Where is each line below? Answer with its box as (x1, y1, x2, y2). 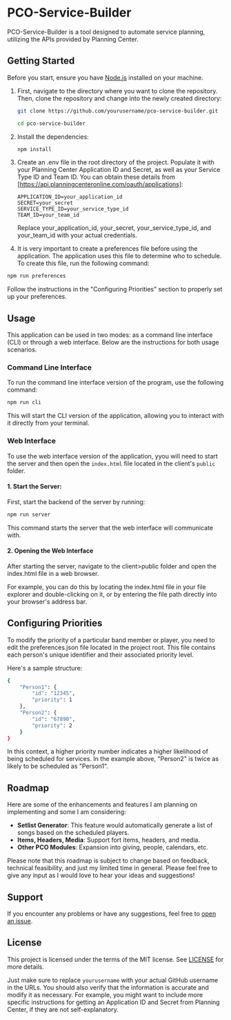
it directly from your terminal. (7, 419, 90, 427)
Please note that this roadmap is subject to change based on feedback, (7, 856, 210, 865)
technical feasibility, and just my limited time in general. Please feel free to (7, 864, 218, 872)
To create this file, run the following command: (17, 259, 150, 267)
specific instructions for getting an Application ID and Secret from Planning (7, 998, 220, 1006)
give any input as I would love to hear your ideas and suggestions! (7, 872, 195, 880)
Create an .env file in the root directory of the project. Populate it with (17, 158, 215, 166)
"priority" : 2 (32, 722, 72, 729)
